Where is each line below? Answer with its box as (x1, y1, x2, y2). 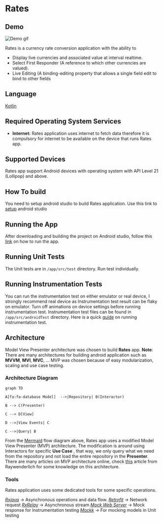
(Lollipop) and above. (5, 173, 48, 179)
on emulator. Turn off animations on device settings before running (5, 303, 141, 309)
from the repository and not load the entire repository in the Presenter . (5, 453, 149, 459)
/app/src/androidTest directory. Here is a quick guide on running (5, 314, 137, 320)
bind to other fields (12, 76, 51, 81)
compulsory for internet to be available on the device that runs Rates (12, 135, 152, 141)
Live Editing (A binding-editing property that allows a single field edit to (12, 70, 157, 76)
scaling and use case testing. (5, 362, 65, 368)
